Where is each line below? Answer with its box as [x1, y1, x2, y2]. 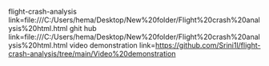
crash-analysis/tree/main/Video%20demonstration [8, 49, 176, 58]
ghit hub [69, 24, 98, 33]
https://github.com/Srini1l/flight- [155, 41, 261, 50]
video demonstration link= [69, 41, 156, 50]
